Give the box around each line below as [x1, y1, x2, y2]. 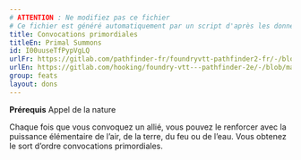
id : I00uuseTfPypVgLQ [9, 46, 90, 55]
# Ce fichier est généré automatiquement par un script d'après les [9, 21, 271, 30]
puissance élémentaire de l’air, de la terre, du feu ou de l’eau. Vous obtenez [9, 131, 287, 141]
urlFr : [9, 55, 34, 63]
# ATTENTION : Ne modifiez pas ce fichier [9, 13, 170, 22]
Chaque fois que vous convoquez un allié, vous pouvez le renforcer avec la [9, 122, 287, 132]
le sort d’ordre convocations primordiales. [9, 140, 164, 151]
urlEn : [9, 63, 34, 72]
